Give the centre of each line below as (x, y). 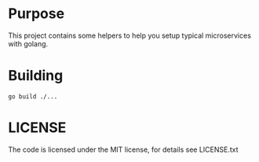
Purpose (36, 14)
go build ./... (33, 96)
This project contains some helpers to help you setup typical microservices (129, 35)
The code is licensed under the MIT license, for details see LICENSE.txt (123, 149)
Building (36, 76)
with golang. (28, 43)
